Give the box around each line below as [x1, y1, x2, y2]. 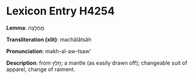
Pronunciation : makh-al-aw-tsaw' [6, 47, 92, 55]
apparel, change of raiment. [6, 65, 75, 73]
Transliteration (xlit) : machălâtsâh [6, 36, 92, 43]
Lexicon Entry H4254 [6, 4, 115, 18]
